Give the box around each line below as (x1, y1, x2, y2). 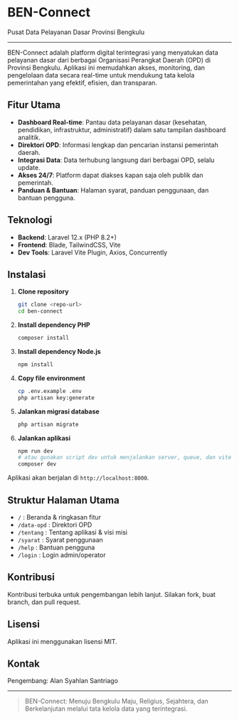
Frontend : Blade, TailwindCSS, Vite (17, 240, 121, 249)
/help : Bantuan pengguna (17, 543, 95, 552)
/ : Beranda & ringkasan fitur (17, 512, 102, 521)
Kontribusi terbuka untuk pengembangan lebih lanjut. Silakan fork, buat (7, 590, 216, 598)
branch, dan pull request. (7, 598, 81, 606)
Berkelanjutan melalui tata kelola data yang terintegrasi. (24, 704, 188, 713)
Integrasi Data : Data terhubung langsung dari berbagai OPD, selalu (17, 156, 215, 164)
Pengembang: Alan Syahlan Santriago (7, 677, 119, 685)
